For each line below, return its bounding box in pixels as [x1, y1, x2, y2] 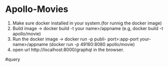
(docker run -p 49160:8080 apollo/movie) [49, 41, 135, 47]
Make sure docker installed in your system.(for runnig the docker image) [12, 20, 162, 26]
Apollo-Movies [5, 3, 69, 15]
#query [5, 56, 21, 62]
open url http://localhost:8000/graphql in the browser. [12, 46, 124, 52]
